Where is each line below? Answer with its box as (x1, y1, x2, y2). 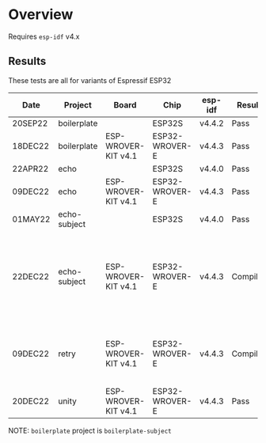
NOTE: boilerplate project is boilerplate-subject (8, 426, 172, 435)
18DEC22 (12, 140, 50, 151)
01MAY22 (12, 214, 51, 225)
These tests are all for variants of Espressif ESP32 (8, 75, 172, 85)
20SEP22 (12, 117, 48, 128)
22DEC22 (12, 271, 50, 282)
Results (8, 55, 47, 68)
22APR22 (12, 163, 49, 174)
